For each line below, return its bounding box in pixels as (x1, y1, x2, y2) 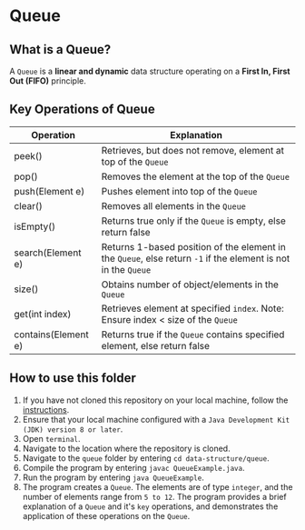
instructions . (22, 404, 70, 415)
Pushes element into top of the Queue (101, 185, 258, 197)
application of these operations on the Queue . (22, 510, 191, 521)
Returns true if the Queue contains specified (101, 328, 285, 341)
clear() (14, 199, 44, 212)
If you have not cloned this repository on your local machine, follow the (22, 395, 289, 405)
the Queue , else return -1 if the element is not (101, 252, 290, 265)
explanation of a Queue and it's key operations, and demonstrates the (22, 501, 279, 512)
